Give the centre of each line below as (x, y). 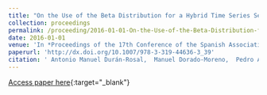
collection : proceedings (49, 23)
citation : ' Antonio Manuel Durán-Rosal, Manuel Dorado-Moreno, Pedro (131, 60)
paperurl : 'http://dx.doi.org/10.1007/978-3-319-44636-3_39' (112, 52)
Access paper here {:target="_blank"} (69, 82)
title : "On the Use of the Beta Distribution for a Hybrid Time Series (129, 15)
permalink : (26, 30)
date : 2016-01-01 (37, 38)
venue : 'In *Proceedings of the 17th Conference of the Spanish (117, 45)
